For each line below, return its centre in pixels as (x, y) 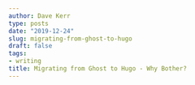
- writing (25, 62)
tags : (17, 53)
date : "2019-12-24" (41, 31)
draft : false (30, 46)
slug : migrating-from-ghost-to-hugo (70, 38)
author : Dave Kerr (39, 16)
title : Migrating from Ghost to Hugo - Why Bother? (97, 69)
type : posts (28, 23)
